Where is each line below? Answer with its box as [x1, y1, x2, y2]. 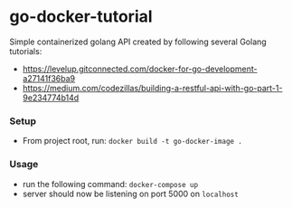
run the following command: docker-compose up [22, 178, 199, 189]
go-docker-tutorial [9, 6, 153, 27]
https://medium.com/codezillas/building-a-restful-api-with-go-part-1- [22, 82, 283, 93]
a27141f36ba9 [22, 72, 76, 83]
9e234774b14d [22, 92, 80, 103]
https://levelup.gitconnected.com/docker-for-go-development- [22, 63, 258, 74]
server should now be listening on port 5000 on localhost [22, 188, 240, 199]
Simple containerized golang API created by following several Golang [9, 36, 267, 47]
